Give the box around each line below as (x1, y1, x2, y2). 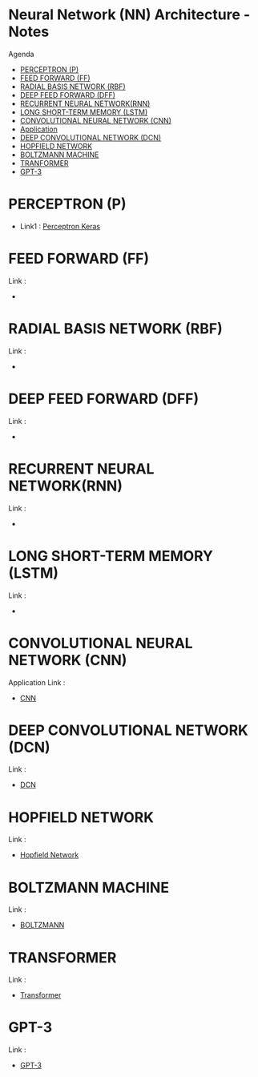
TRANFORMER (19, 158, 70, 167)
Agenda (8, 49, 34, 58)
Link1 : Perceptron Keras (19, 221, 101, 231)
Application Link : (8, 677, 66, 687)
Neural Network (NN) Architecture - (8, 6, 251, 24)
